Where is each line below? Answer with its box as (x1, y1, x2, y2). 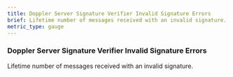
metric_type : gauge (7, 23, 64, 30)
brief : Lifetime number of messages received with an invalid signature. (7, 17, 227, 24)
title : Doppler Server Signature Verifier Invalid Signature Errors (7, 10, 211, 17)
